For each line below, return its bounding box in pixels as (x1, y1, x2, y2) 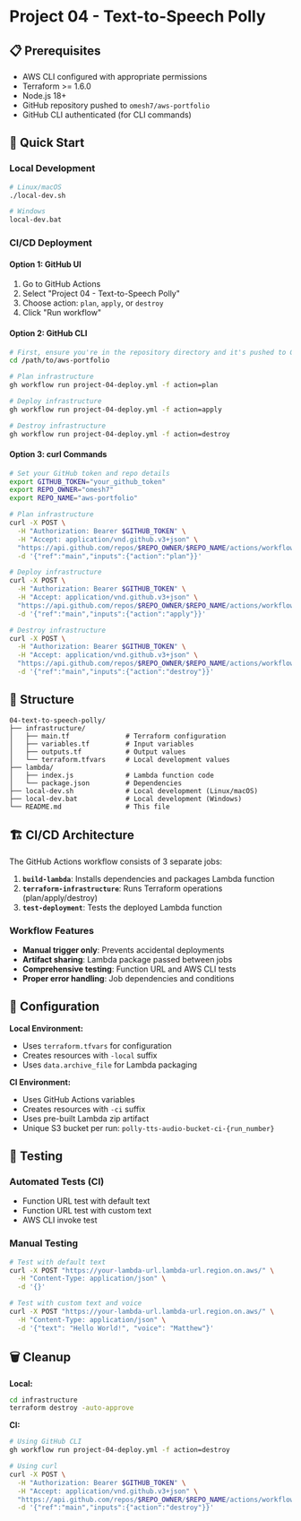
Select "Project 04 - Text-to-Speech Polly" (21, 289, 181, 299)
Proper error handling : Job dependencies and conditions (21, 972, 235, 983)
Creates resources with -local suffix (21, 1050, 159, 1060)
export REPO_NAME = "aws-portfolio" (9, 494, 139, 503)
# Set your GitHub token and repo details (9, 469, 170, 478)
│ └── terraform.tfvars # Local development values (9, 755, 230, 764)
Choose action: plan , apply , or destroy (21, 298, 164, 308)
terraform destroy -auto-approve (9, 1404, 134, 1413)
